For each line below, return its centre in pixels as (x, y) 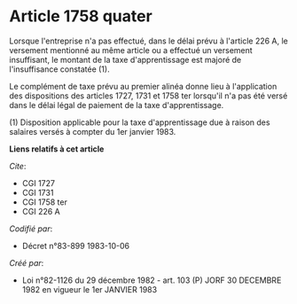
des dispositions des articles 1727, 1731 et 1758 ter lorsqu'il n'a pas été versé (148, 96)
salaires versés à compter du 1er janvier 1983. (93, 131)
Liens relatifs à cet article (57, 149)
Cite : (18, 166)
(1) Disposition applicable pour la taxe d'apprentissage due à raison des (140, 122)
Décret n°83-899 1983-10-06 (76, 246)
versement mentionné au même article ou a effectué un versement (131, 50)
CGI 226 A (41, 211)
